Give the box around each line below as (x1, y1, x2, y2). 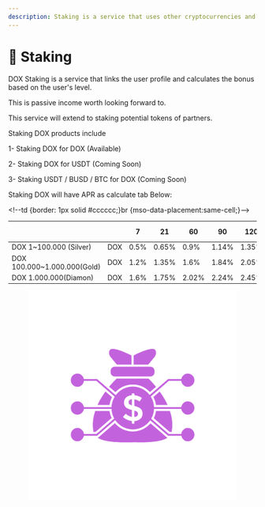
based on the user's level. (8, 82, 92, 92)
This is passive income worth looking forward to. (8, 97, 166, 107)
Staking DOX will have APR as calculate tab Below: (8, 190, 172, 199)
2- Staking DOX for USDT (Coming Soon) (8, 159, 142, 168)
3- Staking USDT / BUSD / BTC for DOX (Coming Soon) (8, 174, 187, 184)
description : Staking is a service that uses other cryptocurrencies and (8, 13, 256, 21)
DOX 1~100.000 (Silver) (11, 242, 92, 252)
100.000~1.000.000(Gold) (11, 262, 101, 271)
